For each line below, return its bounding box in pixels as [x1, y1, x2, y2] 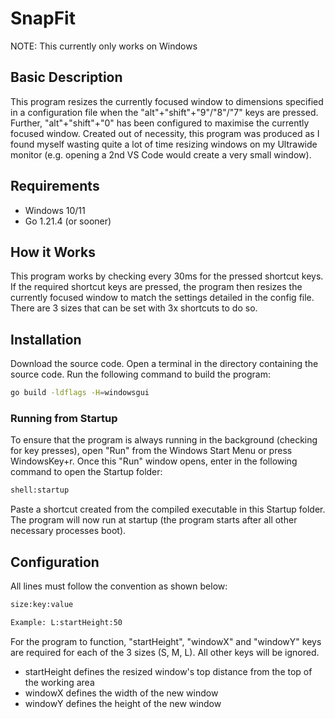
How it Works [10, 243, 96, 261]
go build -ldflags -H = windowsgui [10, 388, 150, 398]
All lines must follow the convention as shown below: [10, 580, 228, 592]
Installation [10, 331, 82, 348]
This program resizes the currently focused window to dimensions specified [10, 95, 324, 107]
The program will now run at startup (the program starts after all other [10, 514, 298, 526]
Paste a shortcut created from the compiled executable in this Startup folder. [10, 503, 326, 516]
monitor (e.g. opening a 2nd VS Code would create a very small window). [10, 148, 312, 161]
